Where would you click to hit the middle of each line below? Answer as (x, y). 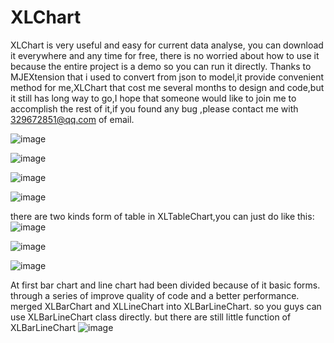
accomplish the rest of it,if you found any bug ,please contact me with (154, 108)
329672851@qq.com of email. (72, 119)
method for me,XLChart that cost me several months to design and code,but (167, 87)
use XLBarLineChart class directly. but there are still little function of (151, 317)
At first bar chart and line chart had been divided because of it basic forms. (165, 285)
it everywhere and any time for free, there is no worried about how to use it (165, 55)
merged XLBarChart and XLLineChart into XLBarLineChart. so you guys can (166, 306)
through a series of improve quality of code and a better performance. (155, 295)
